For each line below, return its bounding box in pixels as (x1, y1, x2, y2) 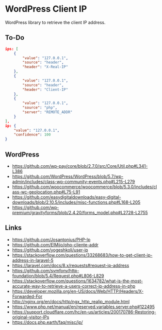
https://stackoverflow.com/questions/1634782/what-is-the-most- (12, 278, 143, 284)
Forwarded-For (12, 293, 43, 299)
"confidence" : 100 (14, 132, 51, 137)
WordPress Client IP (5, 3, 87, 15)
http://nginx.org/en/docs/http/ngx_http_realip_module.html (12, 298, 130, 304)
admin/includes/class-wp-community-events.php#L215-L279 (12, 178, 135, 184)
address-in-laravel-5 (12, 257, 54, 263)
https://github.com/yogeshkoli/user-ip (12, 247, 88, 253)
